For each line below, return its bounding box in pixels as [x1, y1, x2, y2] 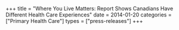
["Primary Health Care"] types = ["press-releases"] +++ [5, 18, 144, 24]
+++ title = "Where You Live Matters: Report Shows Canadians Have [5, 5, 174, 12]
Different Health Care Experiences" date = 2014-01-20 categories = [5, 11, 172, 18]
